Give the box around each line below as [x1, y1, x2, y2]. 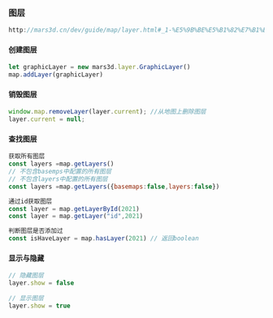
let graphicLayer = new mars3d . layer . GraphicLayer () [8, 63, 191, 71]
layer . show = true [8, 302, 71, 310]
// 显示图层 [8, 294, 45, 302]
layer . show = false [8, 279, 75, 287]
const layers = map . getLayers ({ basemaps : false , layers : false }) [8, 183, 220, 191]
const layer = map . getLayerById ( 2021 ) [8, 204, 140, 213]
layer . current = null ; [8, 115, 85, 123]
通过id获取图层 [8, 197, 53, 205]
